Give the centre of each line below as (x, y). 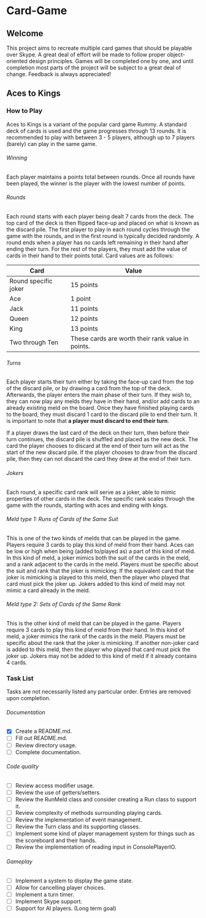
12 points (84, 318)
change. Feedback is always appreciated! (59, 74)
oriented (17, 61)
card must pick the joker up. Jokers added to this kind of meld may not (96, 584)
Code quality (23, 766)
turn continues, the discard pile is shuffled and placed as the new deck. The (102, 439)
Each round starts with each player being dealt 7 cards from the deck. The (100, 217)
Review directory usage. (46, 745)
